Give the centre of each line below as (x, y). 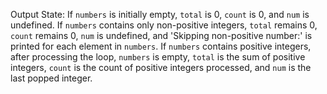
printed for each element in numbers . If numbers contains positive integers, (161, 46)
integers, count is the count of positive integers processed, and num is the (161, 67)
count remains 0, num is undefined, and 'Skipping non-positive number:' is (161, 35)
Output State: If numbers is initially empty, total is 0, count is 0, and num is (160, 14)
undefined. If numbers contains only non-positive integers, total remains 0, (164, 25)
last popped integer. (51, 78)
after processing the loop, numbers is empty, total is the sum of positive (158, 57)
